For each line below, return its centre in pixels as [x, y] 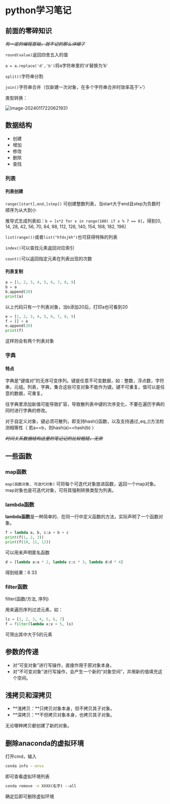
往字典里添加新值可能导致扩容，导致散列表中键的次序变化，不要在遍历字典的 [85, 404]
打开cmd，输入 [21, 756]
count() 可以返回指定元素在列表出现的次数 [49, 258]
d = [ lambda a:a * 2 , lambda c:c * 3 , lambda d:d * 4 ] [64, 562]
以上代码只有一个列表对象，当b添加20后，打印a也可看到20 [67, 307]
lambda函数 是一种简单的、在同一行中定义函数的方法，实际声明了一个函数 [82, 517]
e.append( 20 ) [19, 326]
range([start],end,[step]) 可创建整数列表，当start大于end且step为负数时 [83, 203]
